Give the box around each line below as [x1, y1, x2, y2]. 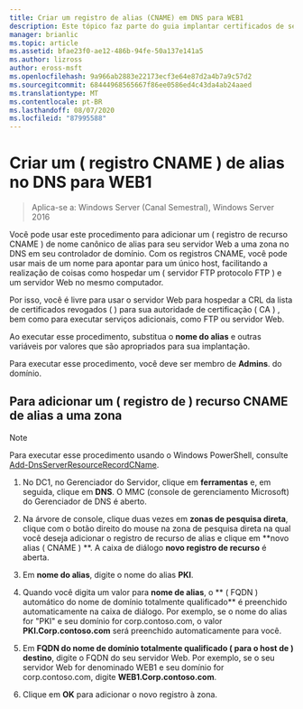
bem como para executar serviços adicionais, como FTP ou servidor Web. [9, 313, 285, 325]
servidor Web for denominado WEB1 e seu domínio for [22, 661, 225, 673]
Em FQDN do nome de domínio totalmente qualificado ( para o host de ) [22, 642, 294, 653]
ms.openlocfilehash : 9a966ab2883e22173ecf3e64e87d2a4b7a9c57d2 [9, 72, 252, 81]
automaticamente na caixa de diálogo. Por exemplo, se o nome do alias [22, 606, 288, 617]
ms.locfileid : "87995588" [9, 114, 106, 123]
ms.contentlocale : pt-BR [9, 97, 103, 107]
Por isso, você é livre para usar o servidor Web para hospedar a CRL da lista [9, 294, 293, 305]
